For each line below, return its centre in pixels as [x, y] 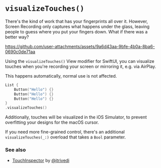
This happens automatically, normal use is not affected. [61, 76]
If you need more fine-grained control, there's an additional [65, 132]
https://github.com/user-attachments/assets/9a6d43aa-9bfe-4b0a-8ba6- [80, 46]
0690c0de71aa [20, 52]
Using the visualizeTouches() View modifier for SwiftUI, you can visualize [80, 61]
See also [15, 150]
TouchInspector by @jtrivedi [41, 161]
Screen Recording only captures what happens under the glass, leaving [77, 27]
